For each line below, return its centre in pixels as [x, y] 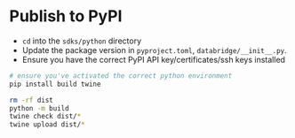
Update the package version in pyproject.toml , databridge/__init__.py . [154, 50]
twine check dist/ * [45, 117]
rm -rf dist [31, 100]
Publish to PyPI [66, 16]
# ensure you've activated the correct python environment [121, 76]
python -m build [39, 108]
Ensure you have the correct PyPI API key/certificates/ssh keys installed [154, 59]
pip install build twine [55, 84]
